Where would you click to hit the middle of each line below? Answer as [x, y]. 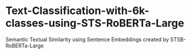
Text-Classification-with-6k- [78, 11]
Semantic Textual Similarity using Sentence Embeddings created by [87, 39]
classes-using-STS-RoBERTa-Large [95, 23]
